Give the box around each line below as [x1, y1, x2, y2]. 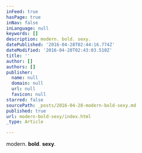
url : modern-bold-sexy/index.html [6, 113, 92, 119]
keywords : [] [6, 31, 38, 37]
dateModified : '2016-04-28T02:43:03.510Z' [6, 47, 112, 53]
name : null [11, 75, 38, 81]
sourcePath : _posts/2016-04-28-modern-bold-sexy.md [6, 102, 136, 109]
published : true [6, 108, 46, 114]
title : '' [6, 53, 31, 59]
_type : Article [6, 119, 44, 125]
